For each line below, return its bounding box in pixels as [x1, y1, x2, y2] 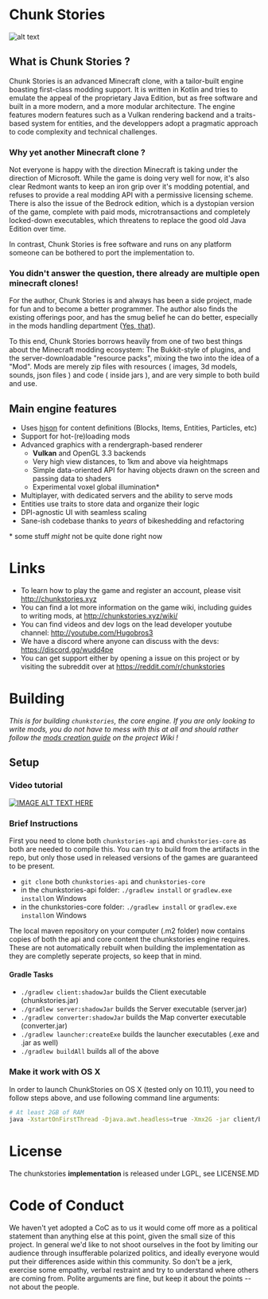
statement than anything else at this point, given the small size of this [9, 1231, 235, 1241]
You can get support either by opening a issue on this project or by [20, 653, 240, 663]
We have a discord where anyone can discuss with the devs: [20, 637, 219, 646]
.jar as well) [20, 1038, 59, 1047]
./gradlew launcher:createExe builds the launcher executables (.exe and [20, 1029, 259, 1040]
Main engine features [9, 402, 118, 415]
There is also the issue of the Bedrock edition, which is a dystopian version [9, 199, 255, 209]
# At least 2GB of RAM [9, 1108, 84, 1116]
